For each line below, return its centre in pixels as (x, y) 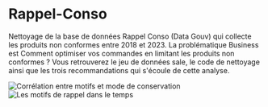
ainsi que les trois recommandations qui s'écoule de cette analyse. (119, 70)
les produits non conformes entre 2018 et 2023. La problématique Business (134, 44)
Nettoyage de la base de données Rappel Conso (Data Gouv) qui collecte (130, 36)
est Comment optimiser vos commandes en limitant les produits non (121, 53)
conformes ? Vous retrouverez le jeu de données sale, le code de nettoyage (134, 62)
